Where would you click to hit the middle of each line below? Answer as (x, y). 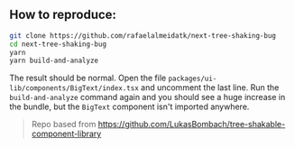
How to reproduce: (63, 15)
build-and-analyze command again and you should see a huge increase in (147, 97)
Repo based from (64, 125)
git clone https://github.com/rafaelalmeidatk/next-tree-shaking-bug (143, 35)
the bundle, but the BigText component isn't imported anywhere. (129, 106)
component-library (66, 134)
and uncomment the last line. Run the (210, 88)
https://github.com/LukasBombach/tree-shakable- (192, 125)
